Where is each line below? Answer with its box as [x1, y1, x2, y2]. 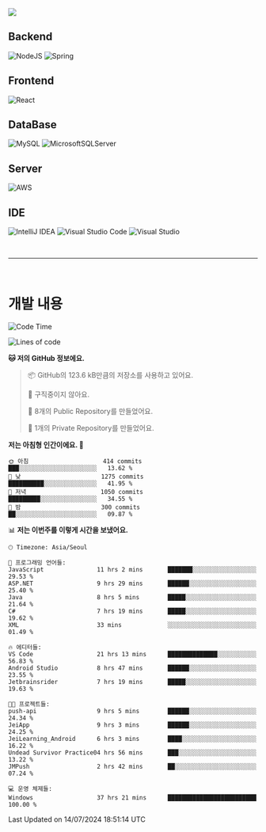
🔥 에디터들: [8, 644, 42, 652]
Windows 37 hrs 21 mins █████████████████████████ [8, 794, 257, 802]
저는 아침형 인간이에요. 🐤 [8, 440, 85, 450]
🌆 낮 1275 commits [8, 473, 144, 481]
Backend [8, 30, 53, 44]
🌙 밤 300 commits [8, 503, 141, 511]
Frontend [8, 74, 55, 88]
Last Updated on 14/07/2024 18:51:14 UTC [8, 815, 146, 824]
